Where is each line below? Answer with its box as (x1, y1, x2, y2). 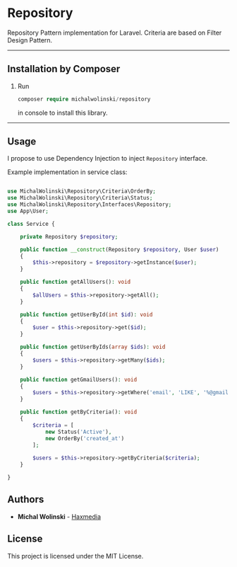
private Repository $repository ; (20, 233, 119, 240)
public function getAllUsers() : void (20, 278, 131, 286)
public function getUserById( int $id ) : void (20, 311, 153, 318)
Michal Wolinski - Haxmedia (17, 512, 101, 521)
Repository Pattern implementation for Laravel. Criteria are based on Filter (7, 28, 222, 37)
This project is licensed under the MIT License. (7, 551, 144, 560)
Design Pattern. (7, 35, 53, 44)
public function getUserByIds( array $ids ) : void (20, 343, 166, 351)
